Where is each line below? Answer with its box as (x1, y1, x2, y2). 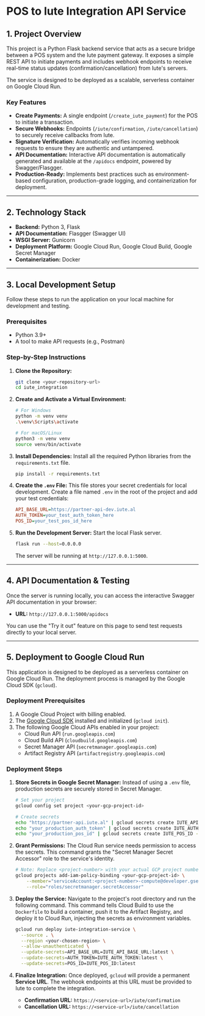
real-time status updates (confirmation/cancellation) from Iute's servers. (6, 64, 188, 72)
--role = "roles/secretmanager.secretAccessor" (26, 884, 145, 890)
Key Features (6, 98, 47, 107)
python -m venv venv (15, 413, 68, 420)
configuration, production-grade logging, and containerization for (32, 177, 197, 184)
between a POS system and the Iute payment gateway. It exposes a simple (6, 51, 194, 59)
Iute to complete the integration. (15, 984, 96, 992)
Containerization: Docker (15, 256, 81, 263)
